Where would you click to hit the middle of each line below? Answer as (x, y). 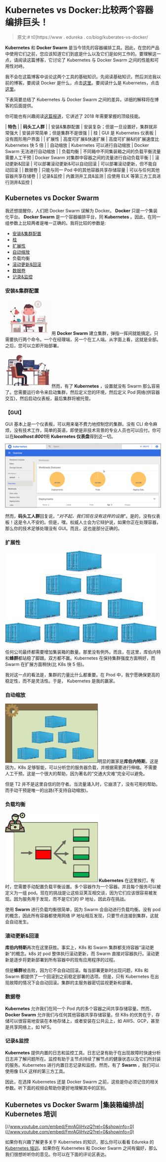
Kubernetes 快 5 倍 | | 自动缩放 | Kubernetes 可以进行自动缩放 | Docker (77, 145)
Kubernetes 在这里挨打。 (124, 880)
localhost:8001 (30, 436)
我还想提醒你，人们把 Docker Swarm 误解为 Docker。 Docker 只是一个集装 (82, 210)
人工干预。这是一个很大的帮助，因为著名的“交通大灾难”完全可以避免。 (76, 773)
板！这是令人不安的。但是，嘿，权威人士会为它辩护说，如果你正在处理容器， (83, 522)
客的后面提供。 (20, 105)
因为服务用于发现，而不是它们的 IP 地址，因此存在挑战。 (71, 899)
